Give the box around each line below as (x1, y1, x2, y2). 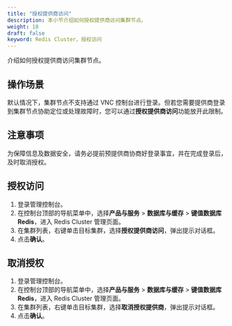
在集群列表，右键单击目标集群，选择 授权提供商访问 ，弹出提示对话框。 (17, 226, 219, 234)
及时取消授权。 (7, 157, 50, 166)
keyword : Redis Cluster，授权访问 (7, 36, 102, 43)
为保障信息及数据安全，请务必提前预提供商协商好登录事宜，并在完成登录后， (7, 149, 227, 157)
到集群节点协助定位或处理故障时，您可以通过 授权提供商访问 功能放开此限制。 (7, 107, 227, 115)
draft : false (7, 29, 45, 37)
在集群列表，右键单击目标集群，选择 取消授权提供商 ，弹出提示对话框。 (17, 303, 219, 311)
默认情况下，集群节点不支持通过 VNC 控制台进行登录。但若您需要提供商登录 (7, 98, 226, 107)
